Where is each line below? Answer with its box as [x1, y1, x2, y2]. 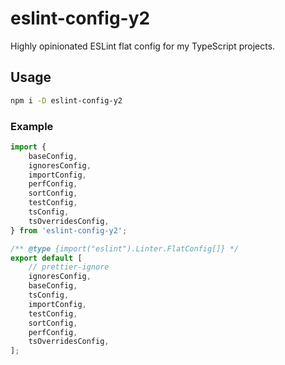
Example [10, 119, 54, 133]
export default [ [10, 253, 83, 263]
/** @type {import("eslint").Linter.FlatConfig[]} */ [10, 243, 240, 254]
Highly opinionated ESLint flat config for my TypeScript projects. [10, 40, 276, 52]
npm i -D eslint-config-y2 [10, 95, 123, 106]
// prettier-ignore [28, 262, 110, 272]
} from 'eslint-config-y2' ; [10, 225, 128, 236]
